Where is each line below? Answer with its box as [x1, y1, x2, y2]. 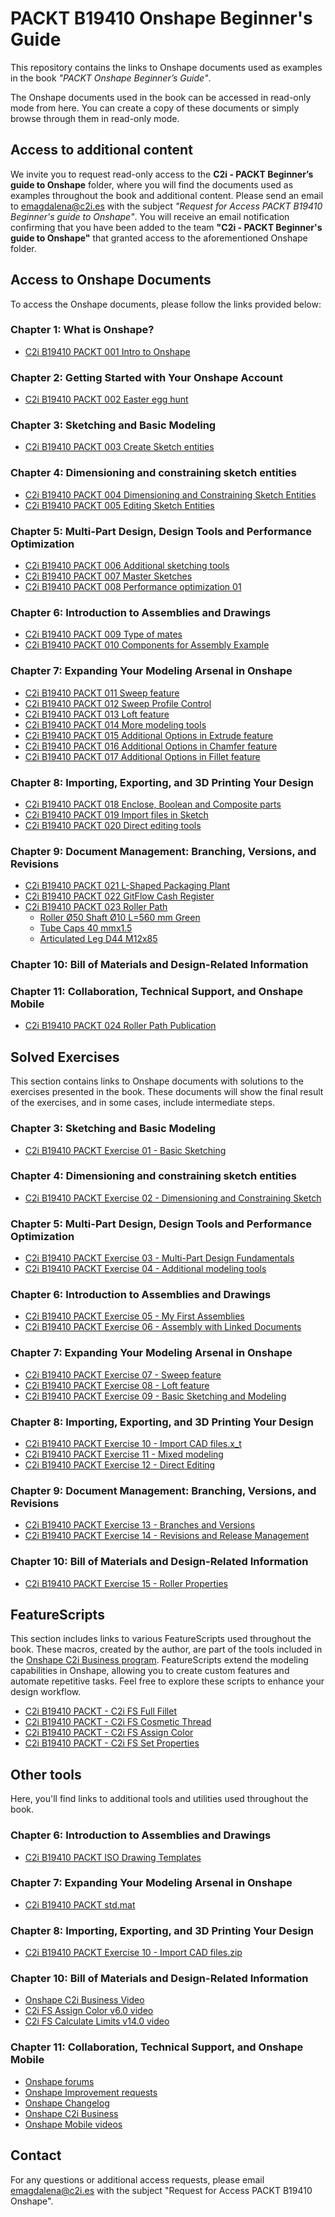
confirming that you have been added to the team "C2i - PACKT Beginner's [10, 221, 323, 233]
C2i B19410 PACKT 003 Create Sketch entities [24, 441, 215, 453]
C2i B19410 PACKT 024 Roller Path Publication [24, 1020, 217, 1032]
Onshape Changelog [24, 2097, 110, 2109]
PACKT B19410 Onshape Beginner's [10, 7, 313, 30]
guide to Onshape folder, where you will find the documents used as [10, 178, 294, 191]
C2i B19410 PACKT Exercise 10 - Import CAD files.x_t [24, 1438, 242, 1450]
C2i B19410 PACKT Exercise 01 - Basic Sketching [24, 1144, 227, 1156]
